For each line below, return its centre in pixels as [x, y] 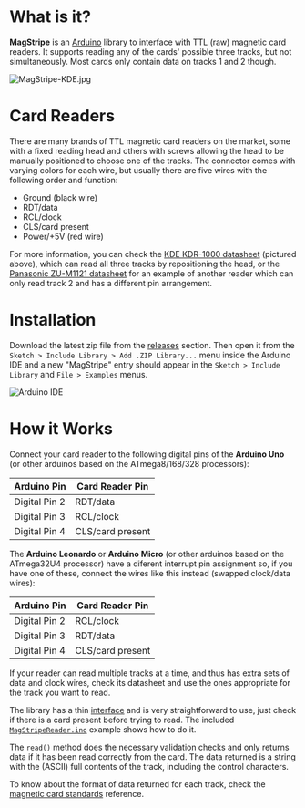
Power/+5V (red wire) [63, 236]
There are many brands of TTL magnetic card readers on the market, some [150, 141]
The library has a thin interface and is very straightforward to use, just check [153, 710]
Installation [53, 320]
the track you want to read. [60, 692]
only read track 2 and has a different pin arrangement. [111, 283]
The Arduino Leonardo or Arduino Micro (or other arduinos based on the [147, 554]
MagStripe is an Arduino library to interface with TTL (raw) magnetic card [148, 42]
